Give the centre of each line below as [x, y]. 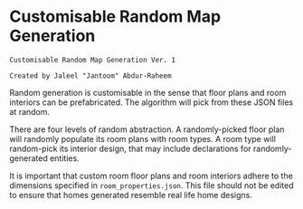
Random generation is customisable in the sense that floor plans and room [148, 92]
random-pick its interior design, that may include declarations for [130, 148]
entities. [64, 158]
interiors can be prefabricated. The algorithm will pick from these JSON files [151, 102]
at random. [30, 111]
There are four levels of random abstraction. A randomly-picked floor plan [147, 129]
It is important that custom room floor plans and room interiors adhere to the [151, 176]
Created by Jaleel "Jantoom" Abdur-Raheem [90, 76]
